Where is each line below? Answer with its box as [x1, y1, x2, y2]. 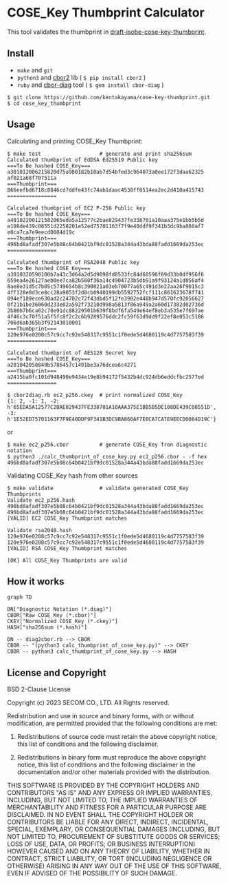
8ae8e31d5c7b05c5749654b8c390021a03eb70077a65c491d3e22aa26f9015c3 [7, 283, 205, 290]
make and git [16, 65, 54, 74]
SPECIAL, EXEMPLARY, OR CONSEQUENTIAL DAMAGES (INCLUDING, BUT [7, 825, 221, 833]
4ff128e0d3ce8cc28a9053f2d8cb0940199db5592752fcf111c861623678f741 [7, 289, 205, 296]
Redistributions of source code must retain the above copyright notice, [16, 733, 218, 741]
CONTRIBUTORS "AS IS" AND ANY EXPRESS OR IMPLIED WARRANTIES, [7, 789, 213, 797]
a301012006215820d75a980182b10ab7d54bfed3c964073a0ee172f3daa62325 [7, 168, 205, 175]
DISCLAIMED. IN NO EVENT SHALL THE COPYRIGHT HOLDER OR [7, 811, 194, 819]
